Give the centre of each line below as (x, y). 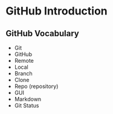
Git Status (27, 106)
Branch (23, 73)
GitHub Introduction (56, 11)
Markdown (28, 99)
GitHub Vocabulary (42, 33)
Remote (24, 61)
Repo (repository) (36, 86)
